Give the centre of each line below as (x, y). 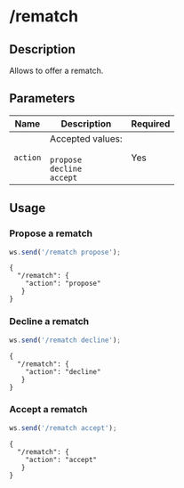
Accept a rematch (48, 410)
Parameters (42, 98)
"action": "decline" (63, 371)
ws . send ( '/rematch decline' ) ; (65, 340)
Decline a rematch (49, 321)
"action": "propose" (63, 284)
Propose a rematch (51, 233)
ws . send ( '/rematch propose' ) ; (65, 252)
